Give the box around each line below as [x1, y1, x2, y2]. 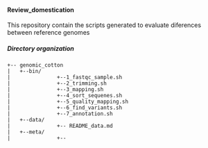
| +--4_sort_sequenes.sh [7, 92, 123, 99]
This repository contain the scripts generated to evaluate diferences [7, 21, 202, 29]
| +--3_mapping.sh [7, 86, 104, 93]
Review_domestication [7, 6, 75, 14]
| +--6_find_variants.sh [7, 104, 123, 111]
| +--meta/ [7, 129, 45, 135]
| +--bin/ [7, 68, 42, 75]
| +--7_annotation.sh [7, 110, 113, 117]
